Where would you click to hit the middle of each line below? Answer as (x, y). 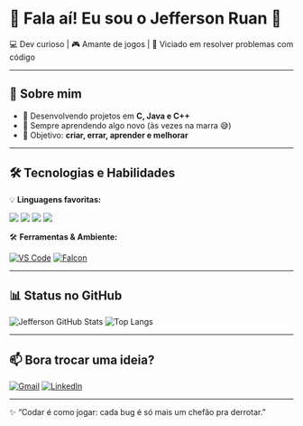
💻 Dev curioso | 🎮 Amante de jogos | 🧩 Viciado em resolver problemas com (151, 43)
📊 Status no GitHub (66, 295)
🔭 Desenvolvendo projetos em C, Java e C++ (106, 116)
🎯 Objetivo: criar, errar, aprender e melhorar (105, 135)
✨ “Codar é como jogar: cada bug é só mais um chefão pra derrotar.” (138, 412)
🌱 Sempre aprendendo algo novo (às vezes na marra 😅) (127, 125)
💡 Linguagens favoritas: (55, 199)
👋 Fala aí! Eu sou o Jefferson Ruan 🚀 (146, 19)
